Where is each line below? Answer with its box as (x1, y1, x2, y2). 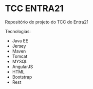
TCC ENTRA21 (5, 3, 64, 14)
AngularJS (12, 64, 33, 70)
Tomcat (12, 53, 28, 59)
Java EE (12, 37, 28, 44)
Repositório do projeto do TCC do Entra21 (5, 19, 89, 25)
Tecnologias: (5, 28, 31, 34)
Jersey (12, 43, 26, 49)
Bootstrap (12, 74, 32, 80)
